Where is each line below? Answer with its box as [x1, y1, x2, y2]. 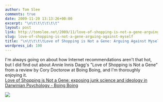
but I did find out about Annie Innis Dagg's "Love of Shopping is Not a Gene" [5, 62, 158, 68]
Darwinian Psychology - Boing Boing [5, 82, 79, 88]
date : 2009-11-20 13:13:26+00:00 [5, 16, 73, 21]
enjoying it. [5, 72, 28, 78]
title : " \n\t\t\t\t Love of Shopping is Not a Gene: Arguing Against [5, 39, 147, 44]
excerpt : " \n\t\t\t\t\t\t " [5, 20, 60, 26]
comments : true [5, 12, 36, 17]
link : [5, 30, 16, 34]
